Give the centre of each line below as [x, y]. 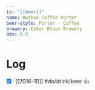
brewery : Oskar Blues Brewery [44, 29]
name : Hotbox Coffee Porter [42, 18]
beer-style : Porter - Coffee [43, 23]
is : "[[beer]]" [25, 12]
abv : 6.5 [17, 34]
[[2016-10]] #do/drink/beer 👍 [52, 82]
